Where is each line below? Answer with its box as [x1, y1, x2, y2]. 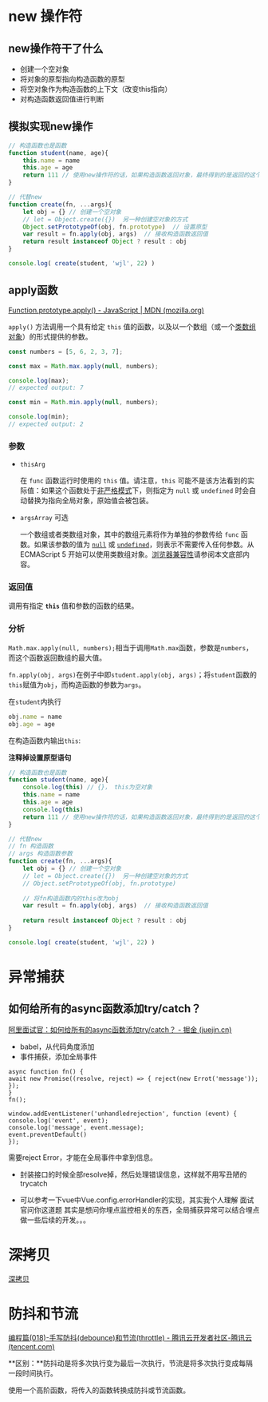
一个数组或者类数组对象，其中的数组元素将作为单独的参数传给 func [19, 530, 239, 539]
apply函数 [8, 284, 58, 297]
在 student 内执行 [8, 697, 62, 706]
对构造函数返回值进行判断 [19, 94, 104, 104]
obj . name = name [8, 713, 62, 721]
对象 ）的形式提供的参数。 [8, 332, 93, 341]
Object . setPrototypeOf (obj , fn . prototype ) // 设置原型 [22, 223, 207, 231]
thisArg [19, 461, 45, 469]
